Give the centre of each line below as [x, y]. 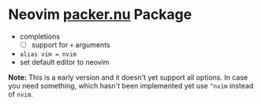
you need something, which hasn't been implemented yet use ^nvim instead [131, 86]
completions [40, 36]
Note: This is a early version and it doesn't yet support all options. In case [128, 77]
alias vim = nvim [48, 54]
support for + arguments [71, 44]
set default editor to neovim [64, 62]
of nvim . [21, 94]
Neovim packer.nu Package [100, 15]
